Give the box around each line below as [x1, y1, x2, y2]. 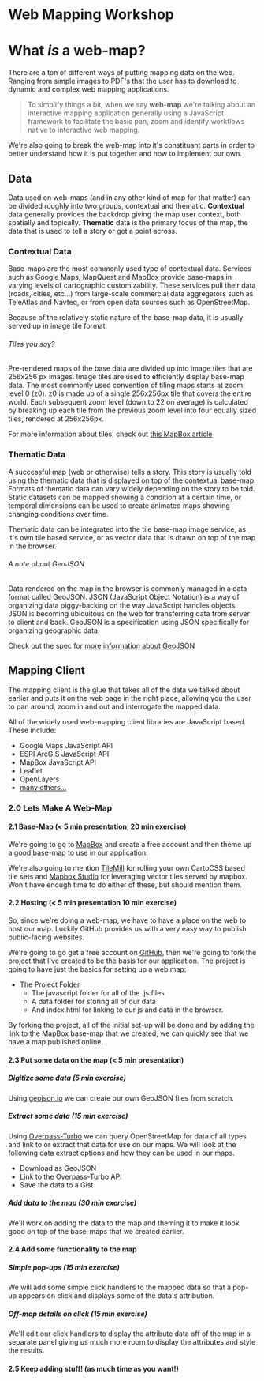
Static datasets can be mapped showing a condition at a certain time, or [8, 492, 242, 502]
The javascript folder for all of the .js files [31, 988, 165, 998]
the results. [8, 1345, 45, 1356]
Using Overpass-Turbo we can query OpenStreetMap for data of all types [8, 1131, 247, 1141]
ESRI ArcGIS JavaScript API [19, 749, 110, 758]
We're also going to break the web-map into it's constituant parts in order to [8, 141, 255, 150]
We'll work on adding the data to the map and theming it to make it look [8, 1218, 240, 1228]
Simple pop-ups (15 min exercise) [8, 1262, 120, 1272]
